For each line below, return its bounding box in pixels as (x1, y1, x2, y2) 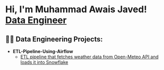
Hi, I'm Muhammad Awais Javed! (5, 4, 147, 15)
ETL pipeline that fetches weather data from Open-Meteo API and (20, 54, 159, 60)
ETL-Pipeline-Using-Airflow (12, 49, 73, 54)
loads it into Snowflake (20, 59, 68, 65)
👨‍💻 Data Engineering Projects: (5, 35, 103, 43)
